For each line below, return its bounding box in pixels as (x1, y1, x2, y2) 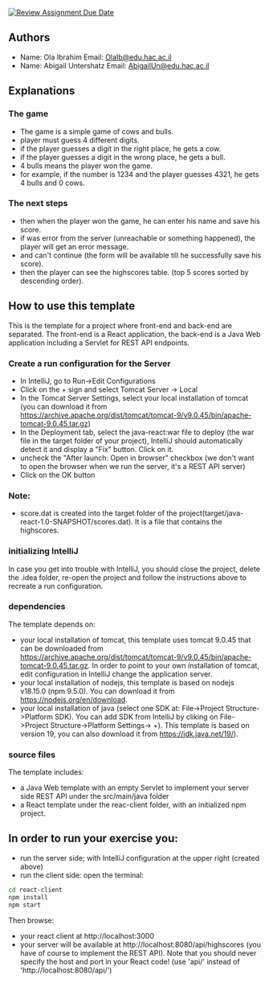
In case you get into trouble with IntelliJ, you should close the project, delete (8, 564, 261, 574)
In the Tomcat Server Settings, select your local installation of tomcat (19, 393, 249, 402)
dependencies (8, 601, 66, 612)
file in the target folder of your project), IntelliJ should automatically (19, 435, 243, 446)
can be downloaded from (19, 644, 104, 653)
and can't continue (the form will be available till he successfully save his (19, 250, 262, 260)
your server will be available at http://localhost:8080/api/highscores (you (19, 940, 262, 949)
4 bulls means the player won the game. (19, 161, 153, 171)
